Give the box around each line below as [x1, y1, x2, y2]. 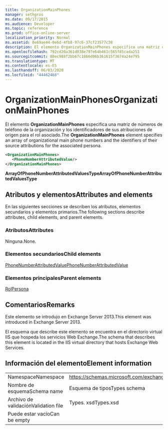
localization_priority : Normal [5, 36, 70, 41]
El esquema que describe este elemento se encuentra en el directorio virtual [5, 328, 162, 334]
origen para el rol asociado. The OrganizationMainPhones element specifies [5, 132, 162, 138]
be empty [7, 416, 30, 423]
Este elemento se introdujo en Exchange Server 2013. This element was [5, 313, 151, 319]
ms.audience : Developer [5, 21, 55, 27]
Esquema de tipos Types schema [69, 384, 145, 391]
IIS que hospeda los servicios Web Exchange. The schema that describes [5, 334, 155, 340]
